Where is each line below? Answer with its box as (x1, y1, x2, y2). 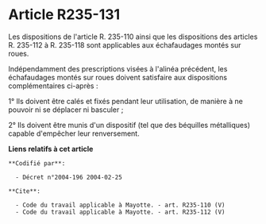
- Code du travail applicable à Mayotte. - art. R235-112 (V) (15, 208, 226, 216)
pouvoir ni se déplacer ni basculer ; (8, 105, 124, 114)
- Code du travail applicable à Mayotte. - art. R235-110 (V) (15, 201, 226, 209)
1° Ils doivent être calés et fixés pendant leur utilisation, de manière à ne (8, 96, 244, 106)
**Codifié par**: (8, 159, 66, 168)
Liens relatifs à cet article (8, 144, 94, 153)
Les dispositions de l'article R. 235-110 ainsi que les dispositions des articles (8, 32, 258, 41)
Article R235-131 (8, 6, 121, 24)
